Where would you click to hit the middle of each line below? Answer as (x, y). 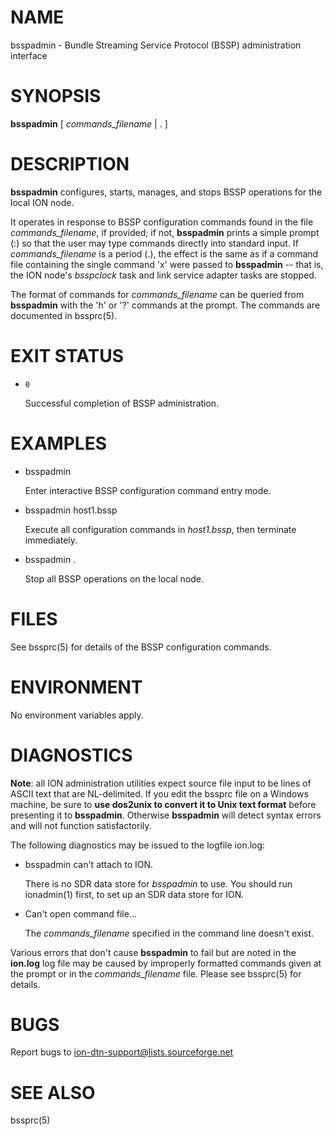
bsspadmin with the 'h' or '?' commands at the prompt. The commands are (165, 305)
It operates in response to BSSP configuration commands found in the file (162, 222)
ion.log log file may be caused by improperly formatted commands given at (166, 963)
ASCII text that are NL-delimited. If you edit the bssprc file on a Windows (159, 793)
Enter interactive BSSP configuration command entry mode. (148, 490)
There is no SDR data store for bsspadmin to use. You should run (158, 883)
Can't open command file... (80, 913)
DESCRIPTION (70, 164)
